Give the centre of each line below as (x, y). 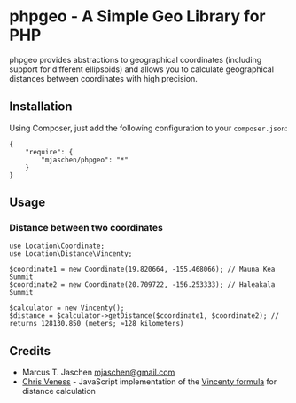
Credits (30, 351)
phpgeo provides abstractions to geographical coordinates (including (136, 59)
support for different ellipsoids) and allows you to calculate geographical (142, 69)
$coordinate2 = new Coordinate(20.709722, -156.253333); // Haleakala (142, 285)
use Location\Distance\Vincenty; (71, 254)
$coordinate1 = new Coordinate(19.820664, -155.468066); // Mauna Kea (142, 269)
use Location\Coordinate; (57, 246)
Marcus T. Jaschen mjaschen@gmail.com (98, 372)
